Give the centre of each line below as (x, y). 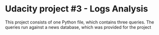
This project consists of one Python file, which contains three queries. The (80, 22)
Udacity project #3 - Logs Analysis (77, 9)
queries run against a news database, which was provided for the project (78, 27)
